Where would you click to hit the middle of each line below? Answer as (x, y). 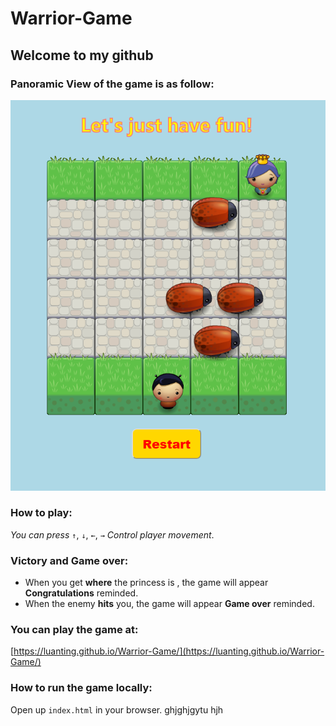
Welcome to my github (82, 55)
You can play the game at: (74, 630)
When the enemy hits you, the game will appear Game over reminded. (169, 604)
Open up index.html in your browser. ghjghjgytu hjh (117, 709)
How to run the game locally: (81, 688)
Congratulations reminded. (81, 593)
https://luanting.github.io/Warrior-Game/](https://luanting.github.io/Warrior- (169, 651)
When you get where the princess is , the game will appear (146, 583)
